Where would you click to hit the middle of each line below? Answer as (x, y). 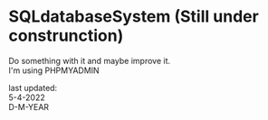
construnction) (66, 36)
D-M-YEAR (29, 106)
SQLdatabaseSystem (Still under (134, 17)
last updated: (33, 88)
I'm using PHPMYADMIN (54, 70)
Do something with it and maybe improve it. (90, 60)
